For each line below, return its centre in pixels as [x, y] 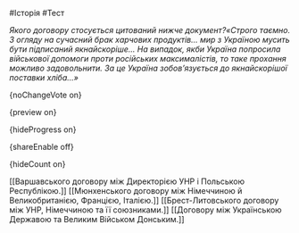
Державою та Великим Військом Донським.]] [97, 219]
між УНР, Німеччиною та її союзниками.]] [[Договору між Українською [146, 210]
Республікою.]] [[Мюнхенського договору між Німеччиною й [126, 191]
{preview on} [33, 112]
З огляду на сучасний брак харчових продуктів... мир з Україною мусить [149, 40]
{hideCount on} [37, 164]
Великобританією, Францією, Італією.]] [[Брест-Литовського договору [144, 200]
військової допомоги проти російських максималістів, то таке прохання [148, 58]
